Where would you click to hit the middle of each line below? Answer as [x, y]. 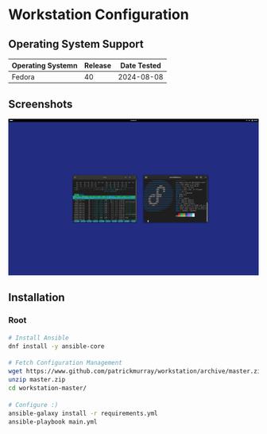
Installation [37, 298]
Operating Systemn [44, 65]
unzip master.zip [37, 380]
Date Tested [141, 65]
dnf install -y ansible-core [56, 346]
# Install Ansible [39, 338]
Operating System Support [76, 44]
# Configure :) [33, 405]
